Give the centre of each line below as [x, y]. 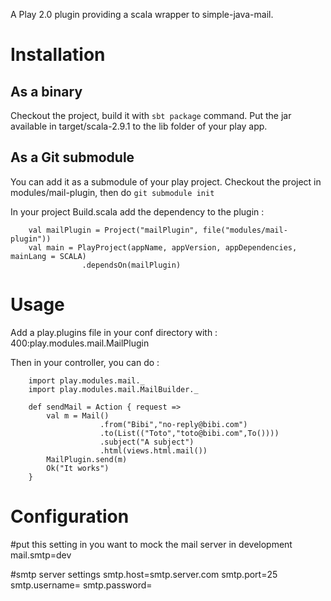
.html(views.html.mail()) [153, 450]
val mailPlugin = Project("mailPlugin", [113, 230]
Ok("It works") [78, 468]
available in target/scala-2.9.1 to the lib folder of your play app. [139, 126]
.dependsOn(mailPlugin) [131, 265]
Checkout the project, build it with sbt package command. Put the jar [151, 115]
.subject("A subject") [147, 442]
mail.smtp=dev [41, 555]
